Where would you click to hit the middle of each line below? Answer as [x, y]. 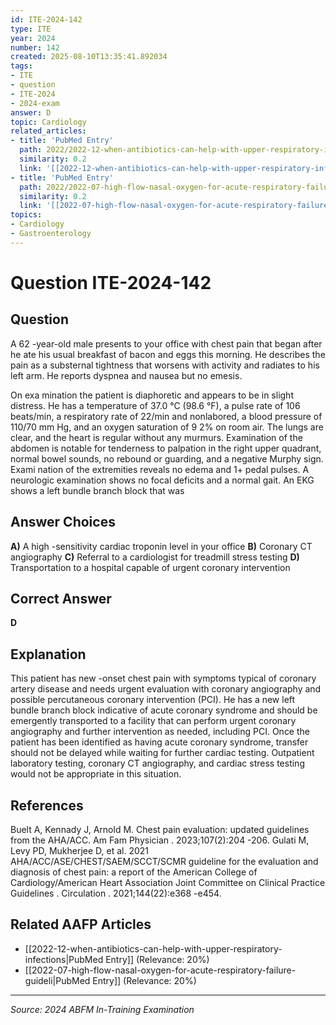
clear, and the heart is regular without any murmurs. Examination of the [156, 437]
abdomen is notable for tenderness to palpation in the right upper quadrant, [166, 448]
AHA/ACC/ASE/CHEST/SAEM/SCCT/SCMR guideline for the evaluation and [164, 861]
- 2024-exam [35, 103]
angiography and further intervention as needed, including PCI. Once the [160, 732]
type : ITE [31, 29]
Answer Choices [63, 522]
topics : [26, 215]
